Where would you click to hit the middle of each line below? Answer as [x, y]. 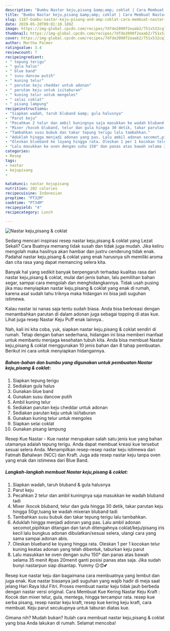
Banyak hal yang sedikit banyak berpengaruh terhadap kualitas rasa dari [80, 272]
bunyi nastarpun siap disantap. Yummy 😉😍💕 [60, 566]
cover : [12, 38]
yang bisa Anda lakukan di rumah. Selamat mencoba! [61, 623]
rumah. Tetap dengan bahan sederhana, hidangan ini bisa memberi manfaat [84, 335]
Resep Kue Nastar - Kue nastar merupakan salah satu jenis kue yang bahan [84, 439]
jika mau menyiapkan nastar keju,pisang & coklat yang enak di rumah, [78, 288]
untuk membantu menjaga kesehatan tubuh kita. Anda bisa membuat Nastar [84, 340]
